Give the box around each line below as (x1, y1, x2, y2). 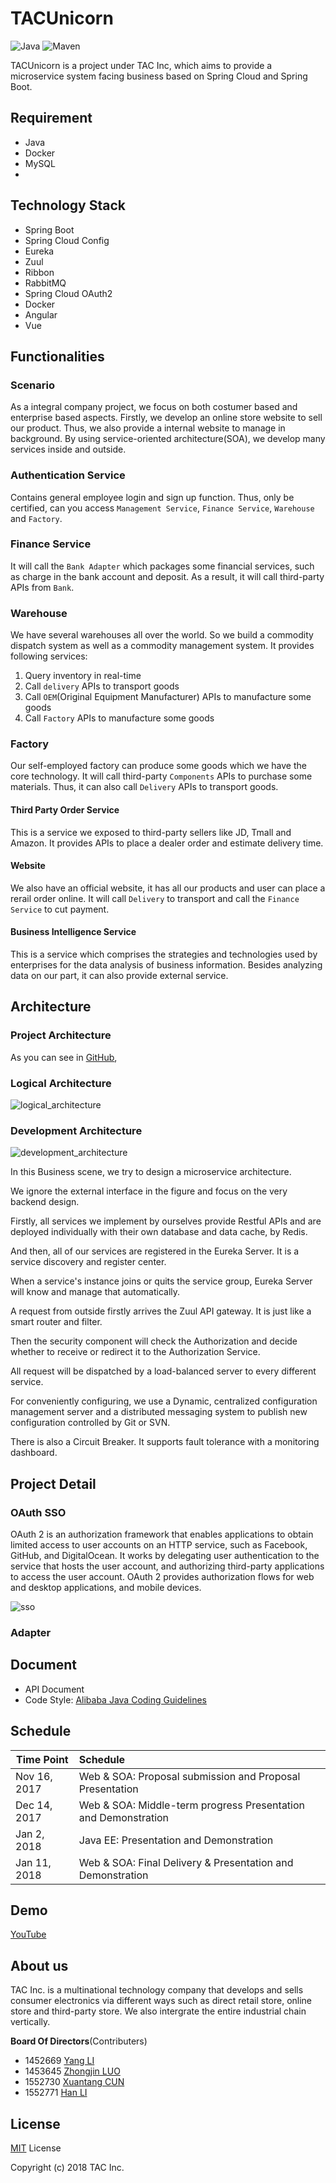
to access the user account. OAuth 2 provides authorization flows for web (10, 1571, 315, 1583)
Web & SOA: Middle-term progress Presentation (78, 1798, 306, 1812)
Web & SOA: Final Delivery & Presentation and (78, 1855, 294, 1869)
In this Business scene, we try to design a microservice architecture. (10, 1166, 292, 1178)
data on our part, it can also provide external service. (10, 970, 229, 982)
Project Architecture (10, 1028, 112, 1042)
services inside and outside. (10, 443, 127, 456)
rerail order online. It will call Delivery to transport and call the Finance (10, 892, 300, 904)
